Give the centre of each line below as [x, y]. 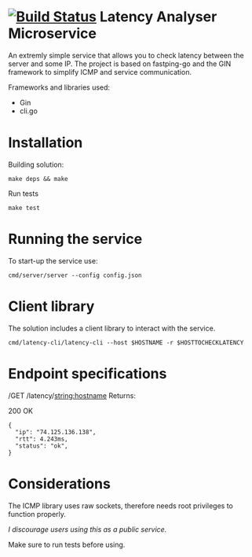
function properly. [37, 514]
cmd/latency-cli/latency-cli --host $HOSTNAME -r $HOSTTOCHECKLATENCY [126, 342]
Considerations [60, 483]
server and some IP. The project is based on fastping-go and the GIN [120, 64]
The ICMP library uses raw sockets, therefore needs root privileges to [121, 505]
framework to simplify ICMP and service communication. [100, 72]
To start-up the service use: [53, 260]
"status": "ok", [42, 446]
